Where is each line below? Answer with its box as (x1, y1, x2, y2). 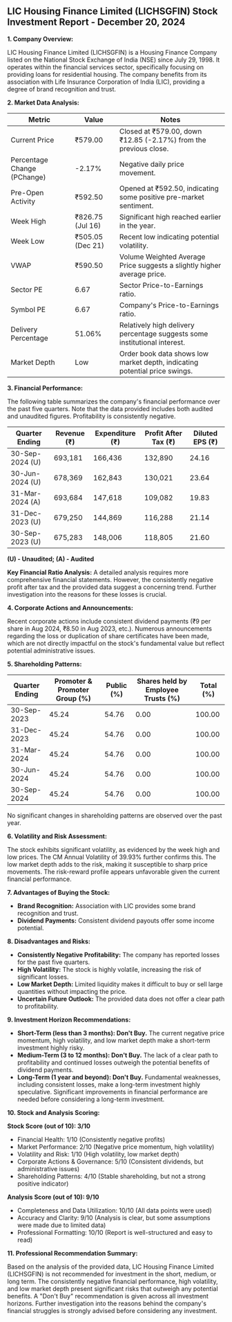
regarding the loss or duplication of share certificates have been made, (7, 631, 209, 640)
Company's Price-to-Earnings (119, 300, 220, 310)
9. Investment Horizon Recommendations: (7, 1015, 131, 1024)
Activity (10, 197, 36, 206)
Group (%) (55, 694, 91, 703)
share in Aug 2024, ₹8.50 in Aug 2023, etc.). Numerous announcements (7, 624, 213, 633)
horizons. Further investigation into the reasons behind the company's (7, 1299, 207, 1307)
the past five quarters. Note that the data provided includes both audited (7, 404, 213, 413)
